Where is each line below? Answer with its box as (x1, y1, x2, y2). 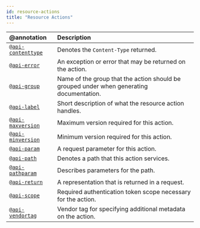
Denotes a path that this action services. (57, 154, 170, 163)
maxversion (9, 122, 40, 129)
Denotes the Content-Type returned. (57, 45, 157, 54)
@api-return (9, 179, 43, 185)
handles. (57, 107, 82, 115)
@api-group (9, 83, 40, 89)
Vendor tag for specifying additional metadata (57, 205, 186, 213)
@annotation (9, 33, 47, 42)
